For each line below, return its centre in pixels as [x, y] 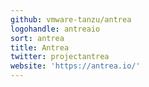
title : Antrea [40, 47]
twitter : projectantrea [60, 57]
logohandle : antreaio [55, 29]
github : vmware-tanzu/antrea [71, 19]
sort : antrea [37, 38]
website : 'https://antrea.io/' [75, 66]
